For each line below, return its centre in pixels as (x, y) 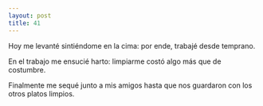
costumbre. (27, 69)
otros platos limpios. (41, 93)
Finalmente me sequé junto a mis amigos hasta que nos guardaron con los (130, 85)
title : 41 (25, 23)
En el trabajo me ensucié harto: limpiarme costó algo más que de (115, 61)
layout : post (30, 16)
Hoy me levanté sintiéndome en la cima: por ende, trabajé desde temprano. (132, 45)
